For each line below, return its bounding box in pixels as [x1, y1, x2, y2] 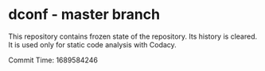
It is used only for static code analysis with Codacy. [8, 39, 177, 49]
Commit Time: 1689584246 [8, 55, 98, 65]
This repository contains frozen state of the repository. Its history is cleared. [8, 32, 257, 41]
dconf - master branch [8, 6, 161, 24]
